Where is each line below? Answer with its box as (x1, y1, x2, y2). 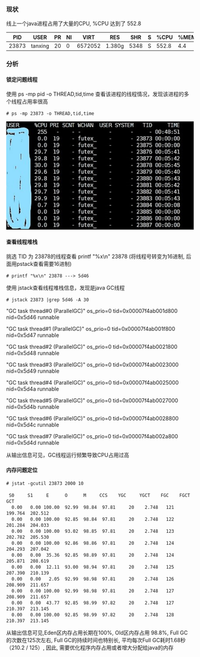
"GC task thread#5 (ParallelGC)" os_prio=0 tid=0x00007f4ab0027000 (6, 397, 179, 404)
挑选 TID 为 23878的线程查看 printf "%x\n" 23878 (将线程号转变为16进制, (6, 253, 185, 260)
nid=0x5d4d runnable (6, 439, 60, 446)
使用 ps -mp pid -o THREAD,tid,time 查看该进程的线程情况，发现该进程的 (6, 90, 185, 97)
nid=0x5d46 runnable (6, 314, 60, 321)
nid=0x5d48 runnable (6, 349, 60, 357)
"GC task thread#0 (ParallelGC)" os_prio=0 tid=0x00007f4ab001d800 (6, 307, 178, 314)
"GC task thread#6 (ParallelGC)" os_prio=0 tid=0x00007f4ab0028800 (6, 415, 179, 422)
